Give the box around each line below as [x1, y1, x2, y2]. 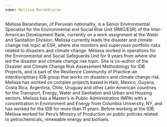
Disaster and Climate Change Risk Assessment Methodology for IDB [5, 63, 146, 69]
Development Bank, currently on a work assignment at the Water [26, 31, 159, 37]
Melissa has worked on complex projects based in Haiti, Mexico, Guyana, [5, 79, 156, 85]
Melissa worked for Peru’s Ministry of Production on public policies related [5, 111, 158, 117]
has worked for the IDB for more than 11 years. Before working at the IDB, [5, 106, 156, 112]
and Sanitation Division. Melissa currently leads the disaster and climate [5, 37, 153, 43]
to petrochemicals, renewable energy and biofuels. [5, 116, 110, 122]
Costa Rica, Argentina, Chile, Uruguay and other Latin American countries [5, 84, 157, 90]
